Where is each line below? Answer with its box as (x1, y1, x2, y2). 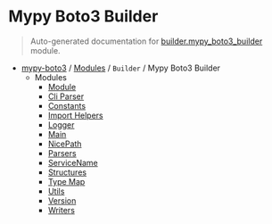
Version (47, 195, 77, 206)
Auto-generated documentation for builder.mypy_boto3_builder (29, 36, 263, 46)
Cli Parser (47, 91, 85, 102)
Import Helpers (47, 110, 103, 120)
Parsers (47, 147, 77, 158)
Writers (47, 204, 75, 215)
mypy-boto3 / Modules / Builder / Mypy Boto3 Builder (21, 62, 220, 73)
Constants (47, 100, 87, 111)
